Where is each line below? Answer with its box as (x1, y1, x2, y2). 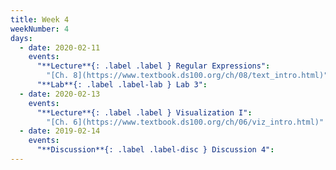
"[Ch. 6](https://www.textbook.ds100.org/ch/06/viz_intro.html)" (46, 117, 325, 127)
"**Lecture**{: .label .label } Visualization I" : (36, 107, 253, 118)
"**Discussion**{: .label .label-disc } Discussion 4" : (36, 145, 275, 155)
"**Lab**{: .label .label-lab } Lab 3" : (36, 80, 208, 90)
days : (10, 33, 33, 43)
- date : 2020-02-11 (19, 42, 101, 53)
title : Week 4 (10, 14, 70, 25)
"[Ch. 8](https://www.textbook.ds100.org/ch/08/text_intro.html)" (46, 71, 329, 81)
